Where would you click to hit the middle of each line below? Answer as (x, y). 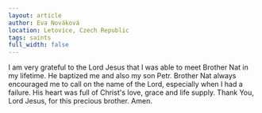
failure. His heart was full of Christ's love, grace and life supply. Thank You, (131, 92)
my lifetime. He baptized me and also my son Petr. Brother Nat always (122, 76)
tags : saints (30, 38)
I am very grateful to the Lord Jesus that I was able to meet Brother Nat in (128, 67)
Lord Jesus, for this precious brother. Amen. (80, 101)
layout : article (35, 15)
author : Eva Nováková (44, 23)
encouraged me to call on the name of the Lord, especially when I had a (126, 85)
